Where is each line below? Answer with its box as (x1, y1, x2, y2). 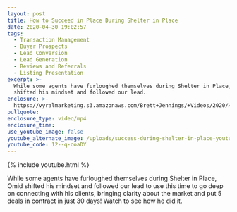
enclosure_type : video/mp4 (7, 115, 87, 122)
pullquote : (7, 108, 39, 116)
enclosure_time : (7, 121, 55, 129)
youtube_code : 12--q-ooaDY (7, 142, 87, 149)
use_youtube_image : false (7, 128, 83, 135)
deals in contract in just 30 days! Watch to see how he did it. (7, 197, 183, 205)
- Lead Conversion (13, 50, 68, 57)
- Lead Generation (13, 56, 68, 63)
